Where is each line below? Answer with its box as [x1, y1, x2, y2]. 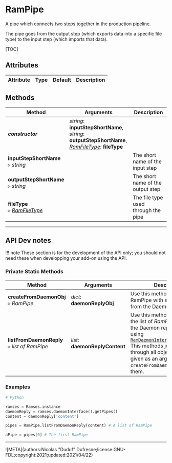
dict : [71, 293, 82, 300]
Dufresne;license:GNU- [76, 447, 126, 453]
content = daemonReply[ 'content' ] [5, 414, 79, 419]
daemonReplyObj [71, 299, 114, 307]
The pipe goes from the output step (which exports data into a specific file [5, 30, 162, 37]
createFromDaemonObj [8, 293, 66, 300]
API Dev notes [5, 236, 51, 245]
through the [133, 207, 161, 214]
